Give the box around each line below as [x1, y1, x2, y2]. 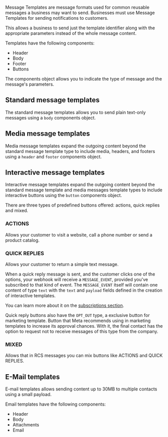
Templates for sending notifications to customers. [5, 15, 108, 21]
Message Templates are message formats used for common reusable [5, 5, 150, 10]
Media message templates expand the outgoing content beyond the [5, 143, 146, 149]
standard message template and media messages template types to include [5, 187, 162, 193]
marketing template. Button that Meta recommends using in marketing [5, 317, 151, 324]
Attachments [12, 422, 39, 428]
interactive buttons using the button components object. [5, 192, 122, 198]
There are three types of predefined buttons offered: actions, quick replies [5, 202, 160, 208]
